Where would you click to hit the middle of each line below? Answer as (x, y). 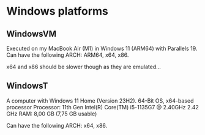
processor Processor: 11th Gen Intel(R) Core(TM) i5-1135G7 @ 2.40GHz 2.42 (102, 107)
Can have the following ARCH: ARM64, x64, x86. (68, 55)
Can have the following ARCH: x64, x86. (57, 125)
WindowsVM (32, 34)
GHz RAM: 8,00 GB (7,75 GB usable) (52, 114)
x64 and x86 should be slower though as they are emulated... (84, 67)
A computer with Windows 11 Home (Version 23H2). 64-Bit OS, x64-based (100, 100)
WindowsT (27, 86)
